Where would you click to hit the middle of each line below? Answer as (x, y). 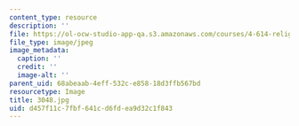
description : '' (39, 26)
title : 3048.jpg (39, 100)
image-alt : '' (43, 75)
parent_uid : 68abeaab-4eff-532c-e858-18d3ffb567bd (105, 83)
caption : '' (40, 59)
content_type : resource (53, 17)
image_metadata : (39, 51)
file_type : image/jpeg (51, 42)
